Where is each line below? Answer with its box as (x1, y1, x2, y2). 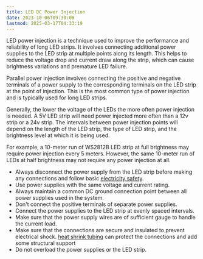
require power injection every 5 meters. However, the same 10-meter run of (6, 150, 195, 157)
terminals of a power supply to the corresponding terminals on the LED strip (6, 81, 196, 88)
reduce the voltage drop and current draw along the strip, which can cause (6, 56, 194, 64)
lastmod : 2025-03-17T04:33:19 (6, 20, 83, 26)
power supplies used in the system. (15, 194, 105, 202)
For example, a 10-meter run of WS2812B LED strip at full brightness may (6, 144, 190, 151)
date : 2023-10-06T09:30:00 (6, 15, 75, 21)
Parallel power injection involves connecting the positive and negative (6, 74, 181, 82)
